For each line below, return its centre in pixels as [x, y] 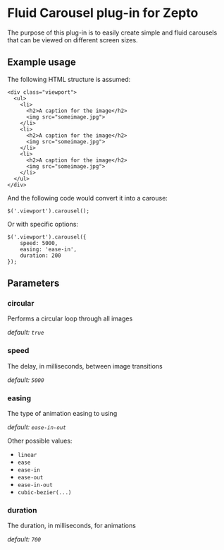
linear [27, 455]
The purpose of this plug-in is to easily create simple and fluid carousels [112, 32]
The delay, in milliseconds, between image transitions [85, 366]
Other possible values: [40, 441]
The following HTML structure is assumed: [69, 79]
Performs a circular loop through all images [70, 318]
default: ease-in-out [37, 427]
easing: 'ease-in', [49, 249]
